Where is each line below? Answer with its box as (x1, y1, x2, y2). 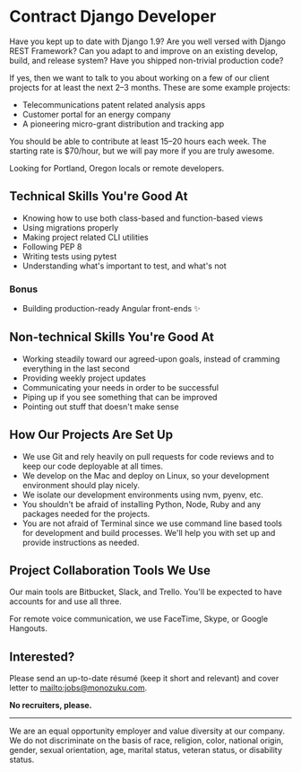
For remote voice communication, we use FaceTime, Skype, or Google (9, 613, 269, 625)
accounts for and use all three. (9, 596, 123, 607)
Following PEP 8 (21, 241, 82, 252)
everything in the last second (21, 363, 130, 373)
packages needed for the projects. (21, 508, 150, 519)
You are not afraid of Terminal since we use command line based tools (21, 518, 282, 529)
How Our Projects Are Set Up (9, 427, 173, 443)
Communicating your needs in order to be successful (21, 382, 219, 392)
